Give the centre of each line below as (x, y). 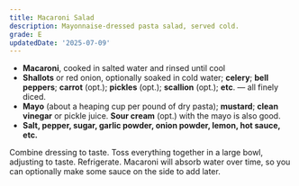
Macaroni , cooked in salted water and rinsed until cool (124, 68)
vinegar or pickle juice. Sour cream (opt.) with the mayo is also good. (151, 116)
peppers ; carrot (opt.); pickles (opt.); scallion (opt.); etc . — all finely (150, 87)
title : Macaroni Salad (52, 18)
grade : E (26, 34)
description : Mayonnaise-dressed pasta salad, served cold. (125, 26)
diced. (34, 97)
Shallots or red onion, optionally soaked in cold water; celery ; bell (145, 78)
